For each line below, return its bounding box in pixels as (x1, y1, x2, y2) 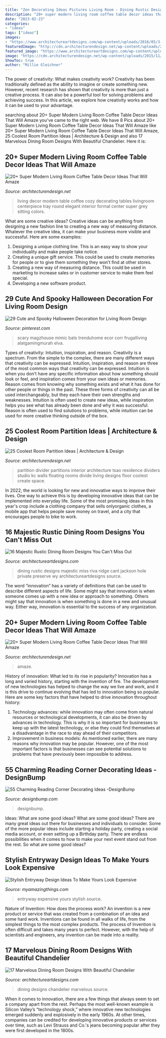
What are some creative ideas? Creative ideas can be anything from (5, 218, 143, 224)
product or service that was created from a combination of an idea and (5, 911, 149, 917)
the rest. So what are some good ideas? (5, 841, 86, 847)
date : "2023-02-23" (5, 16, 45, 21)
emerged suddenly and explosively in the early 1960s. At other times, (5, 1011, 146, 1018)
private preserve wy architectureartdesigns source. (17, 573, 122, 579)
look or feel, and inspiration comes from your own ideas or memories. (5, 376, 147, 382)
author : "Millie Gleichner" (5, 62, 63, 67)
